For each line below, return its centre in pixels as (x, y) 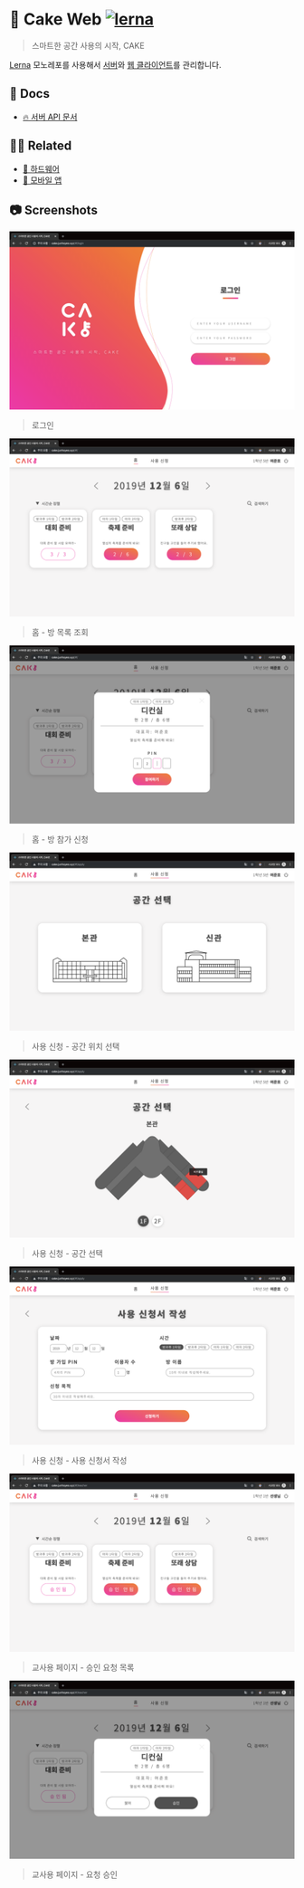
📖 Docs (29, 94)
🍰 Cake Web (56, 19)
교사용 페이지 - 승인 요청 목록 (83, 1668)
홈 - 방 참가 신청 (60, 839)
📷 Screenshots (53, 210)
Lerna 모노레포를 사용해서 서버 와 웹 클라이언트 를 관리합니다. (115, 64)
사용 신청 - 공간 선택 (67, 1254)
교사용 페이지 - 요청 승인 (74, 1874)
